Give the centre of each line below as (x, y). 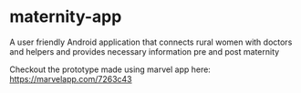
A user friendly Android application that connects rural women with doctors (151, 42)
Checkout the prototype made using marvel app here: (110, 69)
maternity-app (66, 17)
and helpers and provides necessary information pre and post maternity (145, 51)
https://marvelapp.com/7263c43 (71, 78)
